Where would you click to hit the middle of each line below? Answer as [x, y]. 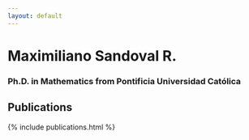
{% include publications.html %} [62, 127]
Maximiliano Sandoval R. [92, 55]
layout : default [35, 16]
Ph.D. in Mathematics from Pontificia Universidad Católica [124, 81]
